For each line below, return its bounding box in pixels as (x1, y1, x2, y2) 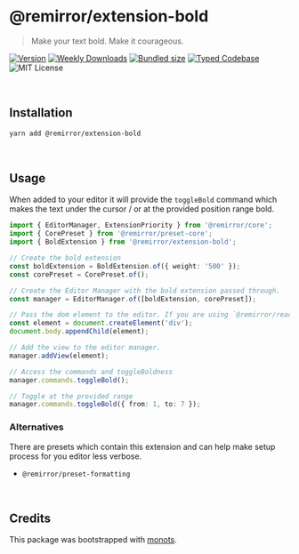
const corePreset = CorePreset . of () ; (9, 269, 149, 279)
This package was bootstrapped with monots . (9, 534, 178, 545)
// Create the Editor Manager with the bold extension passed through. (9, 286, 280, 295)
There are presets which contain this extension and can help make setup (9, 441, 276, 452)
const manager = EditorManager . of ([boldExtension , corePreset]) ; (9, 294, 256, 303)
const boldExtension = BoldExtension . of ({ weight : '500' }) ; (9, 261, 241, 270)
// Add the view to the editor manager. (9, 343, 162, 352)
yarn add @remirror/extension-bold (9, 129, 141, 138)
